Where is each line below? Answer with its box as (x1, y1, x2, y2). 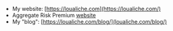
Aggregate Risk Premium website (12, 12, 96, 19)
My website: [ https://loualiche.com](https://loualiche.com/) (12, 5, 161, 12)
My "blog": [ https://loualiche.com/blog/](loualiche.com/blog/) (12, 18, 167, 25)
